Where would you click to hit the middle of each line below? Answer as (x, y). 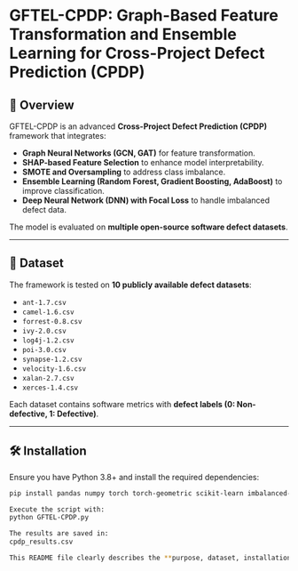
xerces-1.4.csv (50, 388)
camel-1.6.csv (48, 312)
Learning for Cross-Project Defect (137, 53)
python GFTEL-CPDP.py (49, 518)
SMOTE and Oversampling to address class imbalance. (124, 172)
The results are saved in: (59, 534)
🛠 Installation (48, 451)
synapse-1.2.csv (52, 359)
